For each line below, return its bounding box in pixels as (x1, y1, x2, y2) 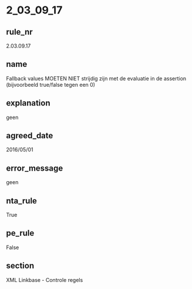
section (6, 261, 34, 271)
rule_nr (6, 27, 33, 37)
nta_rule (6, 196, 37, 206)
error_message (6, 163, 63, 173)
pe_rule (6, 228, 35, 238)
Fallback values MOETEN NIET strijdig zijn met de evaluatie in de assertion (6, 74, 187, 82)
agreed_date (6, 131, 53, 141)
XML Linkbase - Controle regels (6, 276, 83, 283)
